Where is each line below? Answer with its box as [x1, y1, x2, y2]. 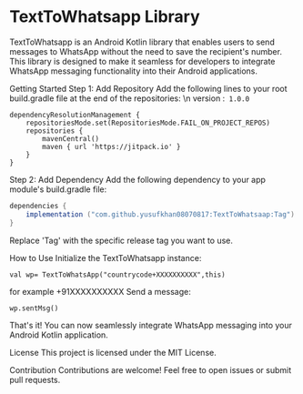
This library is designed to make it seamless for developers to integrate [9, 56, 276, 66]
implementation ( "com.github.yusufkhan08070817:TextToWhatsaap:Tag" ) [25, 209, 296, 219]
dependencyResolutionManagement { [9, 110, 141, 119]
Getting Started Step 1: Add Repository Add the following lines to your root [9, 83, 288, 94]
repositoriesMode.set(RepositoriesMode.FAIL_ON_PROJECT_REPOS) [25, 118, 271, 127]
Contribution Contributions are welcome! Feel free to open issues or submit [9, 364, 292, 375]
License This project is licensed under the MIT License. [9, 347, 217, 358]
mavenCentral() [42, 134, 100, 143]
